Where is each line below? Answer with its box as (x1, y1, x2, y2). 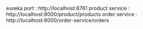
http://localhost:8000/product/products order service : (6, 11, 138, 18)
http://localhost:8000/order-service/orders (6, 17, 109, 23)
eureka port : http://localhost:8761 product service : (6, 5, 130, 11)
